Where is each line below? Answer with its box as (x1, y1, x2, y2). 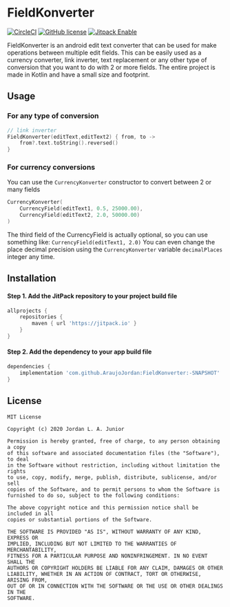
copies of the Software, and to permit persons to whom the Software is (7, 485, 220, 493)
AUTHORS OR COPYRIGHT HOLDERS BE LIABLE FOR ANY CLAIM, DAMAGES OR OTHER (7, 564, 224, 571)
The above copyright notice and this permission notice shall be (7, 504, 198, 511)
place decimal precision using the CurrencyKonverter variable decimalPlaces (7, 245, 222, 253)
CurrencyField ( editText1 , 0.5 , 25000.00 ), (19, 205, 143, 212)
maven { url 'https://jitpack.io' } (32, 320, 137, 327)
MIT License (7, 413, 41, 421)
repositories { (19, 314, 63, 320)
